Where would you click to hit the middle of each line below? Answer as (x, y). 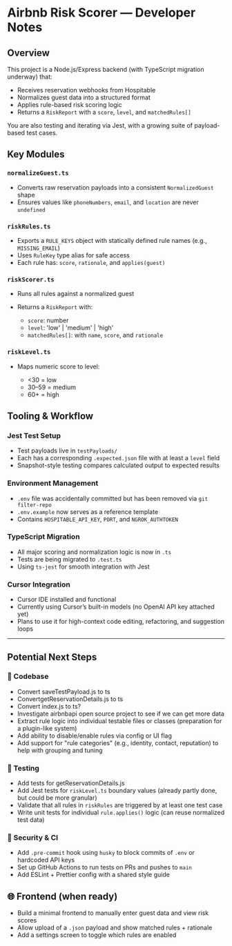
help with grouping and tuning (60, 750)
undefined (31, 210)
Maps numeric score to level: (58, 366)
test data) (31, 820)
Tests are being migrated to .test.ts (69, 559)
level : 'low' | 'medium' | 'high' (70, 328)
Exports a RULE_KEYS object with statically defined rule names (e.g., (112, 240)
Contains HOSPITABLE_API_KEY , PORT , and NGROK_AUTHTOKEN (97, 519)
